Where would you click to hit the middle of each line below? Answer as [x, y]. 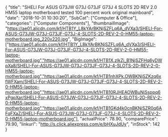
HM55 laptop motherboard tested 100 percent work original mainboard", [79, 12]
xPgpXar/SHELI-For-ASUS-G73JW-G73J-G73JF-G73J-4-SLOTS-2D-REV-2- [84, 97]
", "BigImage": [82, 39]
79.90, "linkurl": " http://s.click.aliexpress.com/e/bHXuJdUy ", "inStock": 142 [82, 124]
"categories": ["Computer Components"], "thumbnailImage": [67, 23]
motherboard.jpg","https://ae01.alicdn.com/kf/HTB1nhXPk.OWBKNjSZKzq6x [83, 76]
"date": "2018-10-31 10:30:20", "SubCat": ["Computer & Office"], [71, 18]
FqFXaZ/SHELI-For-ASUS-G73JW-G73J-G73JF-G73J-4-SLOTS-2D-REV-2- [83, 113]
